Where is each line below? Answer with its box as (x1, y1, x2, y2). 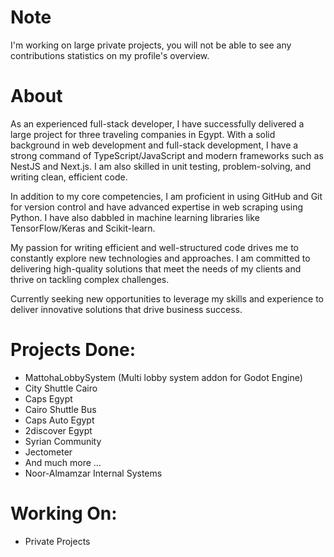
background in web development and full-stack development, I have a (10, 139, 299, 151)
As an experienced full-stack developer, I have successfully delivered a (10, 117, 305, 130)
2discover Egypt (24, 424, 93, 436)
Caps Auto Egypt (24, 414, 95, 426)
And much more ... (24, 456, 102, 468)
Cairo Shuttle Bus (24, 403, 97, 415)
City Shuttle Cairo (24, 382, 98, 394)
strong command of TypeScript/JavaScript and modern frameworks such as (10, 149, 324, 161)
